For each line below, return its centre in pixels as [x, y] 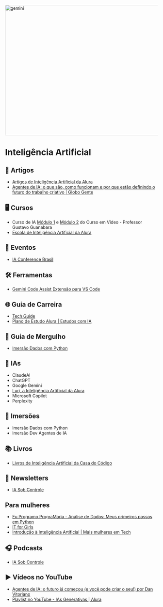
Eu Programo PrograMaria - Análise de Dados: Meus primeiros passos [82, 517]
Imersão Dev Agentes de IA [39, 433]
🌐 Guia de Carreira [33, 304]
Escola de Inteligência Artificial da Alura [52, 232]
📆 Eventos [21, 248]
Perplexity [22, 401]
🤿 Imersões [22, 416]
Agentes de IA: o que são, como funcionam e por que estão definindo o [83, 187]
